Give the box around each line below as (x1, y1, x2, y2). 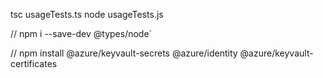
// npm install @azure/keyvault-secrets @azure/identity (10, 47, 238, 59)
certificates (10, 58, 58, 69)
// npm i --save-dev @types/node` (10, 28, 153, 39)
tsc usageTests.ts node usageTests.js (10, 9, 164, 20)
